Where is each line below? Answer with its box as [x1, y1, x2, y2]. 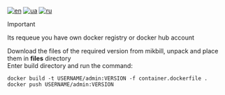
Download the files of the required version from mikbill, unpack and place [7, 47, 219, 55]
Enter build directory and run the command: [7, 62, 133, 69]
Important [7, 20, 36, 28]
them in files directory [7, 54, 71, 62]
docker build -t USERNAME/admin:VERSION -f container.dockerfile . [7, 75, 208, 82]
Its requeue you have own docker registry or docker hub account [7, 33, 194, 42]
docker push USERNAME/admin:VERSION [7, 81, 114, 88]
